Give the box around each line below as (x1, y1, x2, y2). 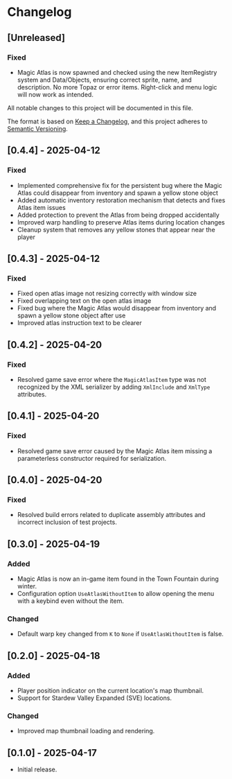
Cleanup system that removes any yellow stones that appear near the (17, 225, 216, 234)
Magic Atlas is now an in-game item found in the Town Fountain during (17, 575, 220, 583)
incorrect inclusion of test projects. (17, 518, 118, 527)
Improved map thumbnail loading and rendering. (17, 727, 155, 735)
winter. (17, 582, 37, 590)
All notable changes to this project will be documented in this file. (7, 103, 194, 112)
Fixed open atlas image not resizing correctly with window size (17, 289, 197, 298)
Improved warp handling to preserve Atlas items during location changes (17, 218, 225, 226)
